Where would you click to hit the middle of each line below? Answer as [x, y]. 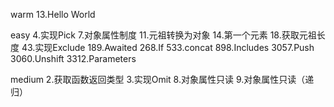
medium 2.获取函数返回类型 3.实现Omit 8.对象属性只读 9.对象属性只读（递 [162, 79]
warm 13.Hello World [53, 14]
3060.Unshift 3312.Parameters [73, 58]
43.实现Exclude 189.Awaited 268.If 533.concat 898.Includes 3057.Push [168, 47]
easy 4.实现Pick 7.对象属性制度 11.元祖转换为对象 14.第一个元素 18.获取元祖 [163, 35]
